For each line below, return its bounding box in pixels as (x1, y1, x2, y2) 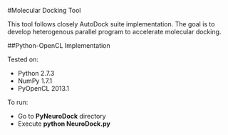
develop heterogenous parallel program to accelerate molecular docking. (7, 28, 222, 36)
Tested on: (7, 55, 39, 64)
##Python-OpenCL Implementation (7, 41, 110, 49)
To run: (7, 98, 28, 106)
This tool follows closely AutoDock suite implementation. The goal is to (7, 20, 215, 28)
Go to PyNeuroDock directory (17, 112, 106, 120)
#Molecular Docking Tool (7, 6, 81, 14)
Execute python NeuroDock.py (17, 119, 110, 128)
